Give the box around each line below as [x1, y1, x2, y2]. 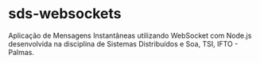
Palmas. [8, 47, 34, 57]
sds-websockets [8, 5, 122, 23]
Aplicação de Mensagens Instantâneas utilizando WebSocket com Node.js [8, 31, 252, 40]
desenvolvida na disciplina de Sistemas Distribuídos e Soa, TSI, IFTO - [8, 39, 239, 48]
